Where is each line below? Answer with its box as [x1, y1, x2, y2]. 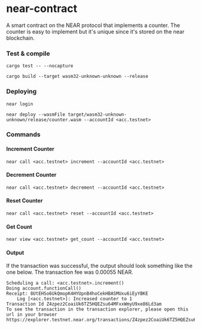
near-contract [6, 2, 78, 16]
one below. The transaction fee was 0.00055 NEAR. [6, 268, 133, 276]
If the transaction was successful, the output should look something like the [6, 262, 193, 270]
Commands [6, 131, 41, 139]
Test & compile [6, 49, 50, 58]
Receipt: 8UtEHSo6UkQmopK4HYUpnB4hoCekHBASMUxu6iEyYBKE [6, 291, 148, 297]
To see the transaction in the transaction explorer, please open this [6, 306, 188, 313]
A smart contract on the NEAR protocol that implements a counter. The [6, 22, 181, 29]
